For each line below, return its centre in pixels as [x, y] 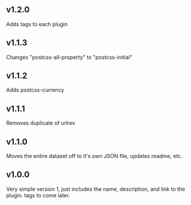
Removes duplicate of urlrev [41, 123]
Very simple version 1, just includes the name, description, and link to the [96, 189]
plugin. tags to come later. [38, 195]
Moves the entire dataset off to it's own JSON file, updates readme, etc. [94, 156]
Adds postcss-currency [35, 90]
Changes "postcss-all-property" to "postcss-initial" [69, 57]
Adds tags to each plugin [37, 24]
